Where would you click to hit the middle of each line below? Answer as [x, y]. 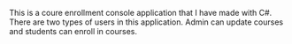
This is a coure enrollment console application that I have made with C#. [141, 13]
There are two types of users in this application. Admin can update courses [146, 22]
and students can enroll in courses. [73, 31]
